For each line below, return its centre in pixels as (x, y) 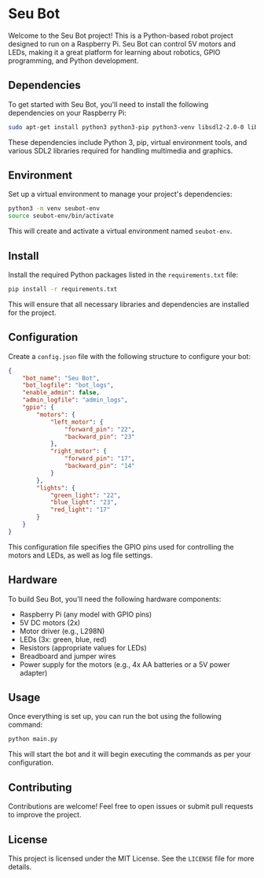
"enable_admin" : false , (61, 393)
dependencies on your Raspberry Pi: (68, 113)
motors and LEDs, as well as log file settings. (81, 555)
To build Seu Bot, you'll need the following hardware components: (115, 598)
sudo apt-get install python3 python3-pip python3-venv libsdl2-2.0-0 (126, 127)
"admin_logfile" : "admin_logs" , (75, 400)
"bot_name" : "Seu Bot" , (61, 378)
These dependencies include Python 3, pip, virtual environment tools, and (128, 142)
